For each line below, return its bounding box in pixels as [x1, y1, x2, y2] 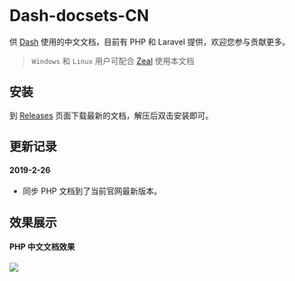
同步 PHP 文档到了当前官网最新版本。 [22, 186, 162, 196]
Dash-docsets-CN [9, 5, 150, 26]
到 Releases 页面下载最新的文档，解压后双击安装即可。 [9, 110, 214, 121]
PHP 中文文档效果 [9, 241, 75, 252]
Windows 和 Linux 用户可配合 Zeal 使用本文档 [31, 55, 195, 66]
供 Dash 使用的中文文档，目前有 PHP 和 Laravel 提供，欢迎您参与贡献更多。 [9, 36, 290, 47]
